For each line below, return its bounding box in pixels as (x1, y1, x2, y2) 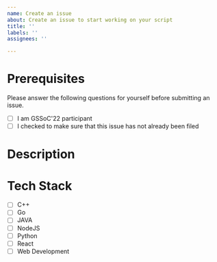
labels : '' (7, 29, 38, 36)
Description (7, 147, 75, 162)
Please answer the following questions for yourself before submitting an (7, 94, 210, 102)
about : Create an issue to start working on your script (7, 16, 173, 23)
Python (16, 231, 38, 240)
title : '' (7, 23, 36, 29)
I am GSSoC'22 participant (16, 115, 92, 123)
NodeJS (16, 224, 40, 232)
